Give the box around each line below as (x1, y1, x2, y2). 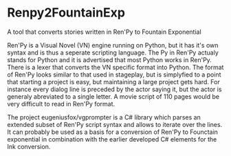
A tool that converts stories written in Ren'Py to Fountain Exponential (7, 28, 201, 36)
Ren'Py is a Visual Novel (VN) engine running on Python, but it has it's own (7, 41, 219, 49)
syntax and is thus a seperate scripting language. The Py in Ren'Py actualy (7, 48, 219, 57)
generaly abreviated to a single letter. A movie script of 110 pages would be (7, 92, 220, 101)
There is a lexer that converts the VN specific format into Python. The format (7, 63, 224, 71)
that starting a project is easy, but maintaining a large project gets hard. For (7, 77, 220, 86)
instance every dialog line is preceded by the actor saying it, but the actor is (7, 85, 222, 93)
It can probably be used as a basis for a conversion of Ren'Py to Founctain (7, 128, 219, 136)
